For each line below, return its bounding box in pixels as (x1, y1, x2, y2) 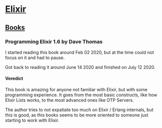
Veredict (5, 75, 23, 81)
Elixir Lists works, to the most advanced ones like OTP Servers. (5, 97, 134, 103)
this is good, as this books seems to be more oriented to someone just (5, 112, 149, 118)
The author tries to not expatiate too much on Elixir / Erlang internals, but (5, 107, 154, 113)
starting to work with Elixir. (5, 118, 59, 124)
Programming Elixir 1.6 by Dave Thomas (5, 38, 103, 45)
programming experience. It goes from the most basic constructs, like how (5, 92, 158, 98)
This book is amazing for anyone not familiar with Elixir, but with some (5, 87, 148, 93)
